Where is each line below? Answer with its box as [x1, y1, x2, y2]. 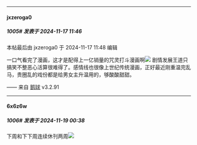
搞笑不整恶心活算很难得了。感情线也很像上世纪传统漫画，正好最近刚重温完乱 [6, 63, 191, 70]
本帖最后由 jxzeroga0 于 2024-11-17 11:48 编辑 [6, 43, 117, 50]
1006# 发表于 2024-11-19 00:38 [6, 117, 85, 124]
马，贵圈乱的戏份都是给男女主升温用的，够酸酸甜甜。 [6, 71, 135, 78]
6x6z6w [6, 103, 27, 110]
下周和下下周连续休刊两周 [6, 133, 68, 140]
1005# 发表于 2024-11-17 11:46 [6, 28, 82, 35]
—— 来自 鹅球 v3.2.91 [6, 83, 59, 90]
